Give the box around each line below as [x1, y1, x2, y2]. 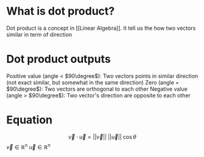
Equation [6, 113, 53, 127]
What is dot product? [6, 4, 115, 18]
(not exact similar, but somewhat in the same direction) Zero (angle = [6, 78, 180, 86]
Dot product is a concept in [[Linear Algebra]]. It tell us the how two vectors [6, 24, 196, 32]
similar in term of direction [6, 30, 72, 38]
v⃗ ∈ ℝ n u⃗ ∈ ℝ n [6, 142, 51, 151]
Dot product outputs [6, 52, 111, 66]
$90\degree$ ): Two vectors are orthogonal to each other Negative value [6, 85, 188, 92]
